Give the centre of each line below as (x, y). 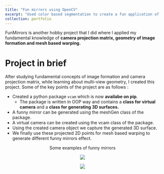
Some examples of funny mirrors (82, 148)
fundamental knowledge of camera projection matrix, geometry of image (80, 38)
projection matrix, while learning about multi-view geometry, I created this (80, 82)
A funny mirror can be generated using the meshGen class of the (78, 112)
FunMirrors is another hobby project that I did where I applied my (71, 33)
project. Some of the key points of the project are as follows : (67, 87)
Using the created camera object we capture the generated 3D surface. (84, 128)
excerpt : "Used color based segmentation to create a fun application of (82, 14)
